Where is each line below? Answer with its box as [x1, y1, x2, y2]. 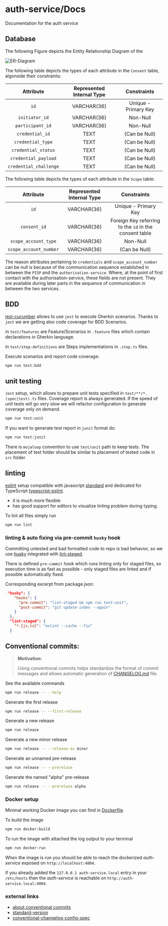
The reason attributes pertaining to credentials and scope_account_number [5, 259, 158, 265]
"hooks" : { [14, 595, 37, 600]
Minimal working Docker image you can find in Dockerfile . [5, 807, 124, 813]
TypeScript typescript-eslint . [5, 487, 64, 493]
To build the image [5, 817, 43, 823]
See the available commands [5, 680, 65, 686]
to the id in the [118, 223, 152, 230]
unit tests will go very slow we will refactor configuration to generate [5, 401, 146, 407]
